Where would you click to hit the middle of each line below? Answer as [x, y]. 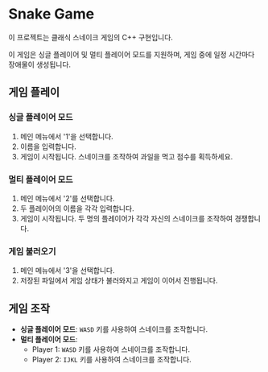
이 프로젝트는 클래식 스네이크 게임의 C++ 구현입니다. [91, 37]
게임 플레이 [34, 92]
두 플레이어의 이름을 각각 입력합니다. [77, 208]
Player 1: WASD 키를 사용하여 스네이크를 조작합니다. [111, 349]
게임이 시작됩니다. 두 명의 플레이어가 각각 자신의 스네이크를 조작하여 [126, 218]
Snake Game [52, 14]
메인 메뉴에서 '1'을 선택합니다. [67, 136]
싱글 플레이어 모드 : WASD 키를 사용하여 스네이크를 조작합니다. [113, 329]
